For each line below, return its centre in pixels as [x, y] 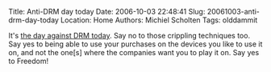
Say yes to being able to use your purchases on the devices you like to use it [135, 44]
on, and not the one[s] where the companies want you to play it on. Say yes [134, 52]
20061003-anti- [233, 12]
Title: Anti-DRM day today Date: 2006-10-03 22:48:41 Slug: [107, 12]
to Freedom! [29, 61]
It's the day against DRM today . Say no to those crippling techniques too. [129, 36]
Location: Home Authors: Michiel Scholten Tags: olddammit [159, 20]
